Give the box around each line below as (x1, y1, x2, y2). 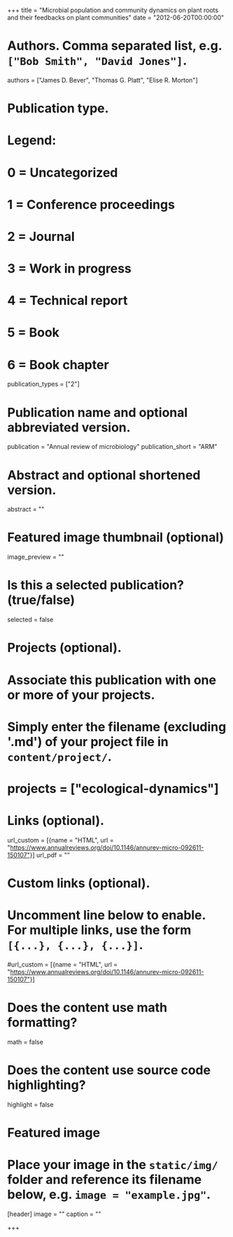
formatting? (7, 1015, 78, 1030)
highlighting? (7, 1077, 86, 1093)
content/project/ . (7, 749, 112, 764)
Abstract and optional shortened (7, 467, 201, 483)
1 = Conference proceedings (7, 196, 175, 212)
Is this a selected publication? (7, 577, 184, 593)
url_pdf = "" (36, 850, 71, 859)
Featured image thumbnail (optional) (7, 530, 225, 546)
